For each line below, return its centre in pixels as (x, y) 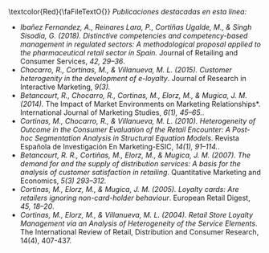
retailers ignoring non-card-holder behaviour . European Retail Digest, (135, 198)
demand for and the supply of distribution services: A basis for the (130, 163)
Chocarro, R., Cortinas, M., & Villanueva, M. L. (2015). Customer (126, 70)
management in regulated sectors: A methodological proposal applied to (141, 44)
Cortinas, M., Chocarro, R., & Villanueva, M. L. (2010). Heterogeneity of (138, 121)
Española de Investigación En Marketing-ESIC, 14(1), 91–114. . (120, 147)
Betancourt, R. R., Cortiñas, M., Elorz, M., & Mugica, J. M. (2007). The (135, 155)
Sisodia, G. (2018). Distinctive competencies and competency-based (134, 36)
